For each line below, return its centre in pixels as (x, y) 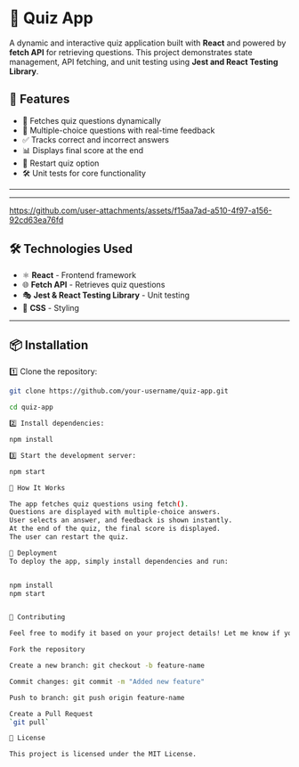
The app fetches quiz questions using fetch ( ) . (99, 504)
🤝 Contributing (37, 617)
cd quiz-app (31, 408)
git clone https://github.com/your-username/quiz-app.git (119, 391)
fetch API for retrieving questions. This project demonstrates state (131, 52)
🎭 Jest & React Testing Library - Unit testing (105, 295)
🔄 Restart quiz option (61, 163)
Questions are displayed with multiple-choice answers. (115, 512)
